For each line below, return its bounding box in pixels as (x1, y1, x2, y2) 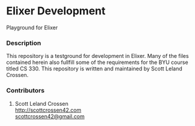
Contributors (6, 87, 45, 95)
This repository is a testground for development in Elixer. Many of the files (6, 53, 189, 60)
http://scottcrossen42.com (14, 106, 82, 113)
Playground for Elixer (6, 24, 58, 31)
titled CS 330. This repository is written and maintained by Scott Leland (6, 65, 183, 72)
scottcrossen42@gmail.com (14, 112, 85, 120)
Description (6, 39, 41, 47)
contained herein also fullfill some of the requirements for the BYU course (6, 59, 188, 66)
